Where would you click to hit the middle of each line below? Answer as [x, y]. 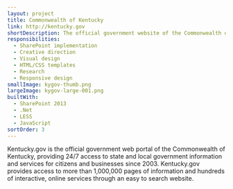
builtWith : [23, 98]
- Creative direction [45, 53]
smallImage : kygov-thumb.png [49, 84]
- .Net [23, 110]
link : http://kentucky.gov [46, 26]
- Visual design [37, 59]
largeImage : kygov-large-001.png [55, 91]
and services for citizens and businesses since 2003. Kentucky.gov [103, 164]
